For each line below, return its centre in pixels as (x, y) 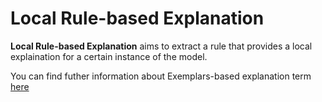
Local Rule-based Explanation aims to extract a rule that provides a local (161, 46)
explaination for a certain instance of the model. (109, 56)
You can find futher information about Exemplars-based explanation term (161, 76)
